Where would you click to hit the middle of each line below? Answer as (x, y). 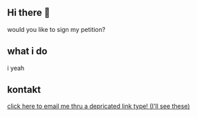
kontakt (24, 90)
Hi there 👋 (29, 13)
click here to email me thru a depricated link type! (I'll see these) (98, 106)
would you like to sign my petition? (56, 29)
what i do (27, 52)
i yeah (16, 68)
